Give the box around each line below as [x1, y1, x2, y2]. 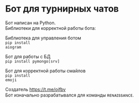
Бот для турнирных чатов [5, 3, 119, 15]
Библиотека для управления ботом [5, 35, 81, 41]
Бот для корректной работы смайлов [5, 68, 86, 74]
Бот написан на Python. [5, 20, 56, 26]
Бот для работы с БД [5, 54, 51, 60]
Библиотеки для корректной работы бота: [5, 25, 96, 31]
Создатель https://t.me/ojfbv [5, 86, 66, 92]
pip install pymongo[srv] [5, 59, 60, 64]
